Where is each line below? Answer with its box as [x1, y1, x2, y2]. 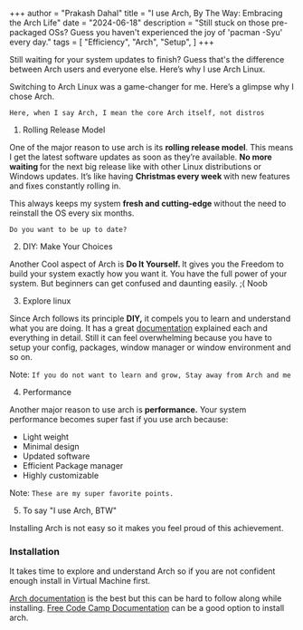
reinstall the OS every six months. [9, 208, 135, 218]
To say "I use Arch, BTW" [22, 505, 118, 516]
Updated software [22, 451, 90, 461]
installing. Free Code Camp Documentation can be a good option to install [9, 603, 285, 614]
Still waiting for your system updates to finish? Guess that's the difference [9, 54, 285, 64]
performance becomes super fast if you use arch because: [9, 414, 229, 424]
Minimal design [22, 441, 80, 451]
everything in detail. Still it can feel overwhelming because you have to [9, 333, 273, 343]
